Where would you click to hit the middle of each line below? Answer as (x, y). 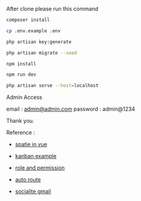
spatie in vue (31, 145)
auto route (28, 180)
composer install (28, 20)
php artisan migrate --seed (42, 53)
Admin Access (24, 97)
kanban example (36, 156)
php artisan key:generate (39, 42)
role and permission (40, 168)
